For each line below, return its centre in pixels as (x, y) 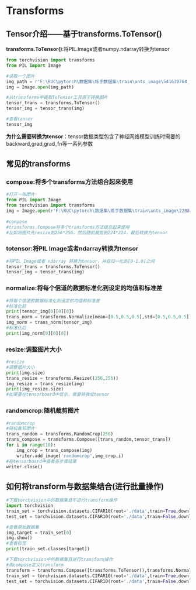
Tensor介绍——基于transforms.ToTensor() (84, 34)
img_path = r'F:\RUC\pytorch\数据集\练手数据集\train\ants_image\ (85, 81)
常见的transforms (38, 164)
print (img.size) (26, 373)
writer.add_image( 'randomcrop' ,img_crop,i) (70, 456)
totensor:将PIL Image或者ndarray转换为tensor (72, 249)
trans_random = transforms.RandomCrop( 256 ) (60, 434)
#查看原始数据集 (23, 527)
